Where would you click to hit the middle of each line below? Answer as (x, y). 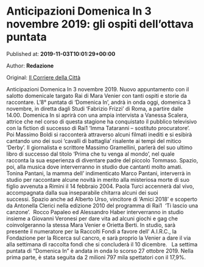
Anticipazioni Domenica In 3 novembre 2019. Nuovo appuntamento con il (98, 89)
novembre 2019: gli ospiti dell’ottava (100, 24)
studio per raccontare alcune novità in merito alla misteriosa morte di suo (98, 179)
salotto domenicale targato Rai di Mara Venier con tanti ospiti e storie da (97, 95)
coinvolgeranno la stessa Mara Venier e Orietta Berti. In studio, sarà (91, 225)
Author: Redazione (30, 66)
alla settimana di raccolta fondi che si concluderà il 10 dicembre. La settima (102, 244)
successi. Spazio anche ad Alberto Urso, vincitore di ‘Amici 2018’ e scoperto (102, 199)
